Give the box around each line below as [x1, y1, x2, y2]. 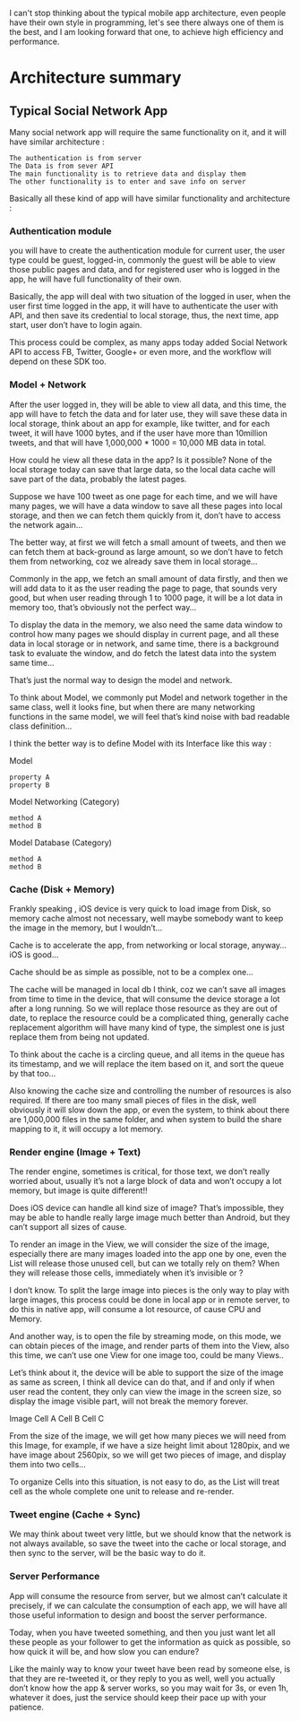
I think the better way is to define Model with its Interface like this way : [9, 738, 271, 748]
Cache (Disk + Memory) [9, 883, 115, 895]
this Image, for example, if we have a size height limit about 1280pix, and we [9, 1440, 291, 1451]
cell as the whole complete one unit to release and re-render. [9, 1486, 235, 1497]
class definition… [9, 721, 73, 731]
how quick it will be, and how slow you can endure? [9, 1646, 200, 1656]
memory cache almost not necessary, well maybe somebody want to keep [9, 912, 284, 923]
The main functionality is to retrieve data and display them [9, 169, 246, 178]
